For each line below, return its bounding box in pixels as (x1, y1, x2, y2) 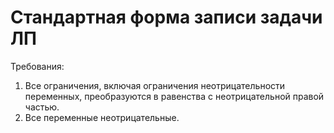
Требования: (10, 60, 65, 72)
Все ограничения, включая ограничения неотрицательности (24, 79, 286, 91)
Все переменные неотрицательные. (24, 111, 180, 123)
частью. (24, 101, 60, 113)
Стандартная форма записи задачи (10, 6, 323, 29)
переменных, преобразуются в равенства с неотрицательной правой (24, 90, 325, 102)
